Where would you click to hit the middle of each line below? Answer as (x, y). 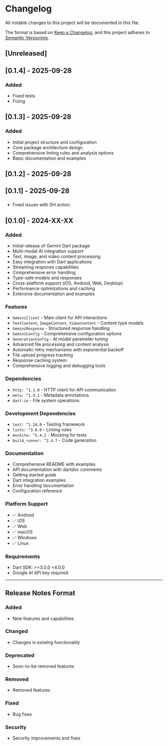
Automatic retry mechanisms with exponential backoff (68, 350)
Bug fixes (22, 714)
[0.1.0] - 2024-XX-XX (39, 221)
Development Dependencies (40, 413)
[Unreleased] (26, 53)
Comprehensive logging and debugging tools (59, 366)
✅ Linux (20, 543)
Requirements (23, 556)
